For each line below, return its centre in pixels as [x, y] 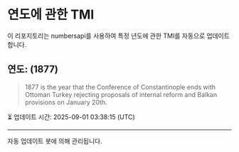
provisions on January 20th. [66, 102]
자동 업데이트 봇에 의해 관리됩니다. [55, 141]
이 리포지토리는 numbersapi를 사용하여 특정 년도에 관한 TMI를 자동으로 [106, 36]
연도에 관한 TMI [51, 15]
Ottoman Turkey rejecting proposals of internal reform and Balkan [121, 94]
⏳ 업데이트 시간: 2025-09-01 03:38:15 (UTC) [71, 117]
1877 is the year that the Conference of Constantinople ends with [120, 87]
